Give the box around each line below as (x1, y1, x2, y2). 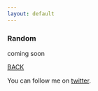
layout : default (7, 10, 55, 17)
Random (7, 33, 36, 43)
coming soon (7, 49, 45, 57)
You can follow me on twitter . (7, 76, 91, 85)
